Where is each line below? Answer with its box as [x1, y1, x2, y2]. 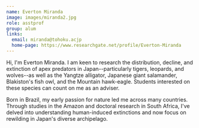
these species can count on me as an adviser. [6, 84, 120, 91]
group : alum [6, 25, 36, 32]
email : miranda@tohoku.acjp [11, 37, 82, 43]
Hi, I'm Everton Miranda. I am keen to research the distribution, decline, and [6, 58, 194, 66]
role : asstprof [6, 20, 44, 26]
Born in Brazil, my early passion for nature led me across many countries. [6, 96, 188, 103]
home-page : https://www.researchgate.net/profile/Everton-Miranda [11, 43, 182, 49]
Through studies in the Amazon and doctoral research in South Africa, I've [6, 102, 191, 109]
